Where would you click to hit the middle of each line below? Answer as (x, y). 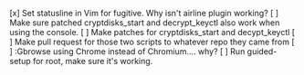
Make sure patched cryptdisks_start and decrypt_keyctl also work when (145, 23)
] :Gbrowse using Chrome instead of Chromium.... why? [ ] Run (127, 52)
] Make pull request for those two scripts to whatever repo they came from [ (152, 42)
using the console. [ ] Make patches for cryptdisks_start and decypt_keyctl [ (152, 32)
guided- (262, 52)
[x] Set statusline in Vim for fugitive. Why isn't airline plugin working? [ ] (144, 13)
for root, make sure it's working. (93, 61)
